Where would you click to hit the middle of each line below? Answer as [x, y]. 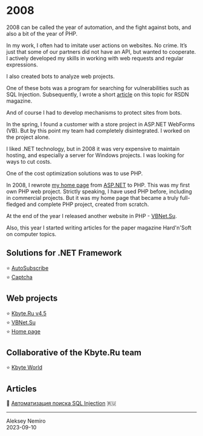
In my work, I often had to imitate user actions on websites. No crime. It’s [97, 45]
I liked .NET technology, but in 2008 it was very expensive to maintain [93, 149]
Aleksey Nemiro [26, 421]
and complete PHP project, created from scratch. [88, 204]
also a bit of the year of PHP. [42, 33]
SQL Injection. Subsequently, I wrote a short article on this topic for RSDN [98, 94]
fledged [16, 204]
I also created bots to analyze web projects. [60, 76]
